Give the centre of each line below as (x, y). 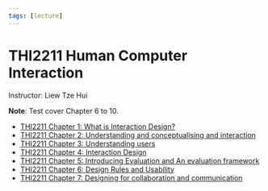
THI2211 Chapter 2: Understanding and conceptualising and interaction (138, 135)
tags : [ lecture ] (36, 16)
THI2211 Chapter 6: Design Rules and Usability (97, 169)
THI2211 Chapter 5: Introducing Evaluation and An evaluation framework (140, 160)
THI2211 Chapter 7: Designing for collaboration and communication (131, 177)
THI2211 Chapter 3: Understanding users (88, 143)
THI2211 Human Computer (98, 55)
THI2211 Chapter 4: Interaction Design (83, 152)
